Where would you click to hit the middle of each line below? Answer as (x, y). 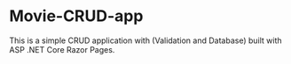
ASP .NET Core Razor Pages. (62, 49)
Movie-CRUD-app (76, 16)
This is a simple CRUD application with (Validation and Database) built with (145, 40)
